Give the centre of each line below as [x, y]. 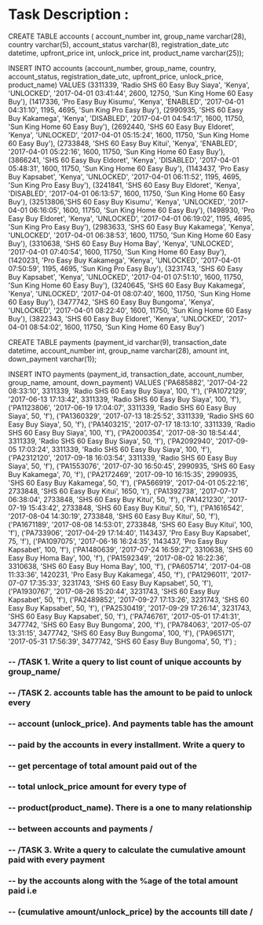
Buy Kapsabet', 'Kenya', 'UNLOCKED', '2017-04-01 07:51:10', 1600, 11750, [126, 277]
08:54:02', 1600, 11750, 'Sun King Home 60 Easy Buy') [117, 327]
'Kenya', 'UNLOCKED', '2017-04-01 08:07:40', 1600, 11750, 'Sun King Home [130, 293]
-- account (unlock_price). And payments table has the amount [131, 723]
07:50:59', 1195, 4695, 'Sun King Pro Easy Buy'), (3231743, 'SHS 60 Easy [126, 268]
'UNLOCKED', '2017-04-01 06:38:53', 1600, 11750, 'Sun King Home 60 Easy [130, 235]
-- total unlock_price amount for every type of [97, 787]
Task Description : [69, 15]
